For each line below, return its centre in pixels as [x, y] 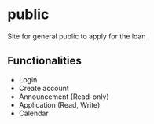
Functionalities [44, 61]
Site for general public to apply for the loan [77, 36]
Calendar [33, 113]
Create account [44, 88]
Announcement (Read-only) [64, 97]
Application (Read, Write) [59, 104]
